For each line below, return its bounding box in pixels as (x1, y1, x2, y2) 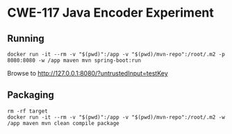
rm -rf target (7, 108, 49, 115)
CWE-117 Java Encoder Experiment (7, 5, 214, 21)
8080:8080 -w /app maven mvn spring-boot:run (7, 57, 141, 64)
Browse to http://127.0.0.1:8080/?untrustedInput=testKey (7, 69, 168, 77)
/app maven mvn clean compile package (7, 119, 119, 126)
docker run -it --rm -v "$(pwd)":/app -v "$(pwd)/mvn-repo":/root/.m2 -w (7, 113, 226, 121)
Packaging (7, 89, 54, 101)
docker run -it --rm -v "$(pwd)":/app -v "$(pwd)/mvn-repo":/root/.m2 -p (7, 51, 226, 58)
